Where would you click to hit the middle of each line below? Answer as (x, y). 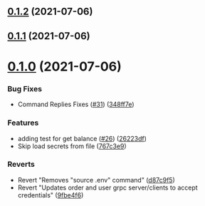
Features (23, 123)
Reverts (21, 165)
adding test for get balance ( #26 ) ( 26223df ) (82, 138)
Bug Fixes (25, 88)
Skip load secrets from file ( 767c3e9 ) (72, 146)
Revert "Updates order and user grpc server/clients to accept (107, 187)
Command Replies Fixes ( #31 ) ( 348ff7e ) (76, 104)
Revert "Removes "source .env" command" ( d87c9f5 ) (96, 180)
